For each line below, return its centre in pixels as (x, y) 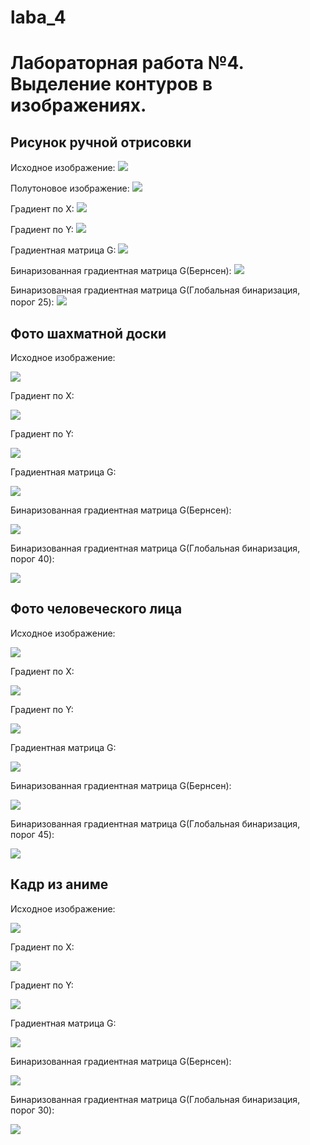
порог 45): (32, 834)
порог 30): (32, 1110)
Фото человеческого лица (96, 609)
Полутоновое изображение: (70, 188)
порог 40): (32, 559)
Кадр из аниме (59, 884)
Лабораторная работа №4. (127, 63)
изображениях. (78, 105)
